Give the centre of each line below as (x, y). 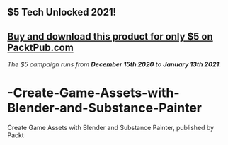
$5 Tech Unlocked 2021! (62, 12)
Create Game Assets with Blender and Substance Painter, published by (111, 128)
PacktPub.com (41, 47)
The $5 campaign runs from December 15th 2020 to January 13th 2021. (114, 64)
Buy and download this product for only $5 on (110, 36)
